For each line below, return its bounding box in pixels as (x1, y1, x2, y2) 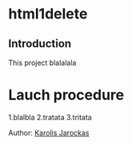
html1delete (8, 5, 88, 23)
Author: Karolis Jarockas (8, 127, 90, 137)
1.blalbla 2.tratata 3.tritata (8, 112, 92, 122)
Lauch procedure (8, 86, 125, 104)
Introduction (8, 37, 72, 50)
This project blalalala (8, 58, 77, 67)
